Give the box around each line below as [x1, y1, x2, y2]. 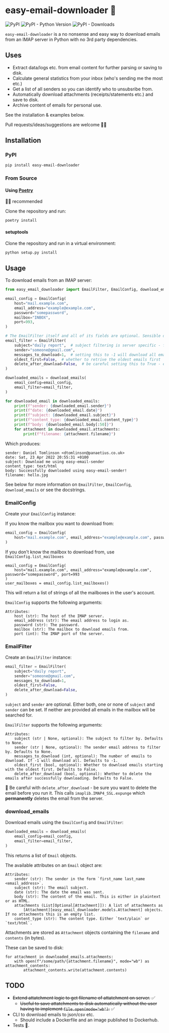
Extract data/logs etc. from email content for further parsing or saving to [12, 64, 162, 70]
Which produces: [5, 440, 41, 446]
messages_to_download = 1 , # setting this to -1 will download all [14, 352, 156, 357]
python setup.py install [5, 250, 57, 255]
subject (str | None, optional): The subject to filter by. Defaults [14, 736, 163, 741]
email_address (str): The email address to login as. [14, 618, 129, 623]
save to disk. [12, 96, 39, 102]
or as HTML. [5, 898, 30, 903]
